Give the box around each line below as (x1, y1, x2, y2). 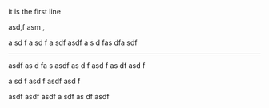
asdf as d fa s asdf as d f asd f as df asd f (8, 61, 146, 70)
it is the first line (8, 7, 62, 16)
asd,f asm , (8, 22, 46, 31)
